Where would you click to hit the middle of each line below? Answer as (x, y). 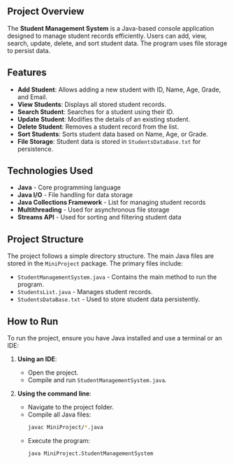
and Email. (32, 96)
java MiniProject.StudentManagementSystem (90, 454)
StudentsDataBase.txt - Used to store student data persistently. (109, 299)
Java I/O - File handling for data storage (75, 195)
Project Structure (45, 239)
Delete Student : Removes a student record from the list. (98, 126)
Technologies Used (50, 171)
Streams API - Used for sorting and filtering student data (99, 217)
